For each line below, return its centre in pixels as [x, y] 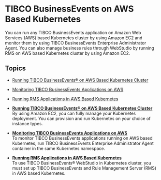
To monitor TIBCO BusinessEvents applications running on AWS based [82, 138]
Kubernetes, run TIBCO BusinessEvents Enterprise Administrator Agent [83, 143]
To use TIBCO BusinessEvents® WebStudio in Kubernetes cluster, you [81, 163]
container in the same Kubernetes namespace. [59, 148]
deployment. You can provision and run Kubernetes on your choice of [81, 118]
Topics [15, 68]
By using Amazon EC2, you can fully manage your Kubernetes [74, 113]
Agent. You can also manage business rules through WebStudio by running [80, 48]
